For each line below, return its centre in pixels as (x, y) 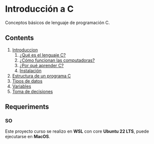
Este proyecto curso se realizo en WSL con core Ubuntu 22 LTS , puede (77, 131)
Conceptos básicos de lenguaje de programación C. (57, 23)
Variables (22, 86)
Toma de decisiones (32, 91)
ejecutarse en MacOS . (28, 137)
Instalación (30, 71)
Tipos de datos (27, 81)
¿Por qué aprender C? (42, 65)
